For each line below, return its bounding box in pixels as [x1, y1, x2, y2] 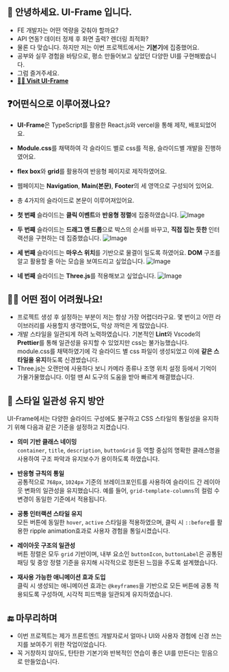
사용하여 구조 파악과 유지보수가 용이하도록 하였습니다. [16, 455, 160, 463]
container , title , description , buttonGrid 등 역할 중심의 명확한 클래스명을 [16, 446, 221, 455]
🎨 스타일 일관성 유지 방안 [7, 395, 105, 407]
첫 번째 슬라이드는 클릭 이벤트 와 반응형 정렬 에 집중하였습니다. [16, 211, 179, 219]
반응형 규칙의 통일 [16, 469, 65, 478]
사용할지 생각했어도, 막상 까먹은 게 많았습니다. [46, 322, 169, 330]
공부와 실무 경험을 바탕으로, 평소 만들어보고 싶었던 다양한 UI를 [16, 51, 183, 60]
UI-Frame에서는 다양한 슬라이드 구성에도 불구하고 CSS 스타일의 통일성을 [7, 414, 201, 423]
